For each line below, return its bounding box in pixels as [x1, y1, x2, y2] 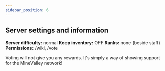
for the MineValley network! [5, 60, 63, 66]
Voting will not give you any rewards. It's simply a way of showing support [5, 55, 160, 61]
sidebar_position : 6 [5, 7, 49, 13]
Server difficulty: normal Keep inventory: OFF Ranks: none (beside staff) [5, 40, 161, 46]
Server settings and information [5, 26, 109, 35]
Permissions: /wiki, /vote [5, 45, 58, 51]
